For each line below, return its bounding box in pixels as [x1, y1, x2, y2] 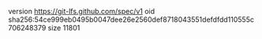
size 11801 [47, 23, 80, 32]
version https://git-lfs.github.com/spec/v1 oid [8, 7, 155, 16]
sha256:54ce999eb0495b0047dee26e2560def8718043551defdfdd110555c [8, 15, 255, 24]
